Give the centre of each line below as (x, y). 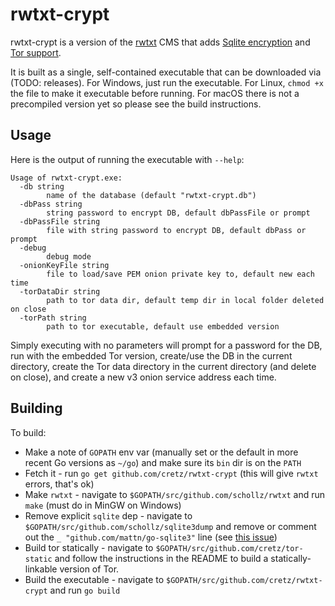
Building (36, 408)
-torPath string (53, 318)
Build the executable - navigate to (94, 579)
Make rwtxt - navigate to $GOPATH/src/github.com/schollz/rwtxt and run (174, 494)
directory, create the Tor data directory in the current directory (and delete (163, 366)
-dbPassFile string (60, 221)
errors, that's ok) (59, 484)
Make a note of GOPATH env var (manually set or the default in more (161, 452)
